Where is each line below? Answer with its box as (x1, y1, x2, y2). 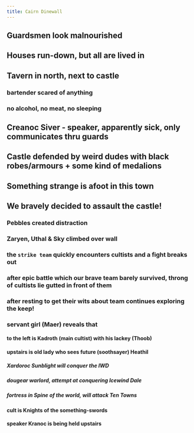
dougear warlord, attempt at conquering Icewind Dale (6, 376, 142, 384)
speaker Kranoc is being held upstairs (6, 420, 102, 427)
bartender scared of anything (6, 88, 93, 96)
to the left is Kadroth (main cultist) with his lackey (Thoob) (6, 335, 152, 342)
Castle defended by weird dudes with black (6, 152, 169, 162)
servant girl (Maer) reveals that (6, 320, 98, 328)
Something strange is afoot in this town (6, 181, 154, 191)
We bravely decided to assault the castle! (6, 201, 162, 211)
